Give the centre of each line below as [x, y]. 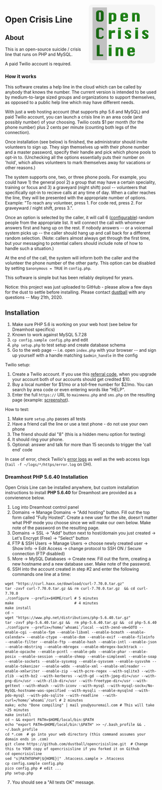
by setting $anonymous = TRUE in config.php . [48, 268]
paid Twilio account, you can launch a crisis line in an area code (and [74, 117]
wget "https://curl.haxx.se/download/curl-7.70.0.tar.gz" [65, 584]
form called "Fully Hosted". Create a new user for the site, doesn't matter [85, 517]
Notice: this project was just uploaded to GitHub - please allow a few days [79, 287]
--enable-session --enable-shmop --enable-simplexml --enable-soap [87, 657]
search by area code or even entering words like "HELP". [69, 390]
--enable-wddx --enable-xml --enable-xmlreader [90, 667]
